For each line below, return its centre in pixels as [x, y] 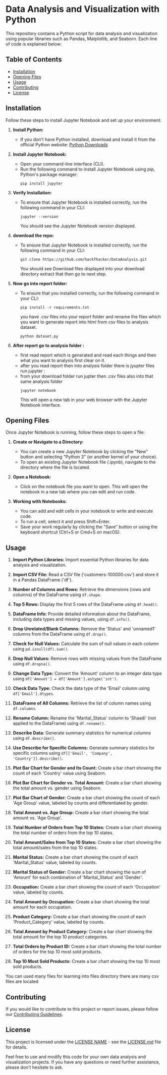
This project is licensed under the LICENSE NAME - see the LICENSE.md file [83, 1042]
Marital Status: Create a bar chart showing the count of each [75, 857]
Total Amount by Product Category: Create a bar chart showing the [83, 932]
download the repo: [33, 235]
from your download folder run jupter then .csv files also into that [86, 376]
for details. [17, 1047]
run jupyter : [33, 371]
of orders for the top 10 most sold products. [57, 952]
